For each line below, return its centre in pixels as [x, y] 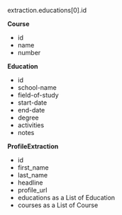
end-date [31, 110]
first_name [33, 168]
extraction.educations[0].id [47, 10]
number [29, 53]
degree [28, 117]
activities [31, 125]
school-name [37, 87]
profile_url [32, 190]
